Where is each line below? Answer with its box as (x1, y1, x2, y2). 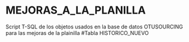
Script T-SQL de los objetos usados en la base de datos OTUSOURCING (5, 23, 183, 30)
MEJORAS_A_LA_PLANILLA (5, 4, 146, 17)
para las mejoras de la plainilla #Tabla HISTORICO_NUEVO (5, 29, 149, 36)
